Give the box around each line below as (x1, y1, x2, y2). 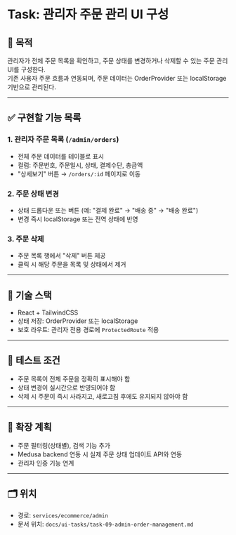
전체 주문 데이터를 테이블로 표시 (17, 152, 104, 160)
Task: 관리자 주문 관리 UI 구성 (7, 6, 169, 22)
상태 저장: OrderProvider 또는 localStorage (17, 317, 138, 325)
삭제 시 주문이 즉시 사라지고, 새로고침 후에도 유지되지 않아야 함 (17, 392, 188, 400)
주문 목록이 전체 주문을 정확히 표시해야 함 (17, 374, 131, 383)
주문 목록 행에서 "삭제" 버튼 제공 (17, 251, 106, 260)
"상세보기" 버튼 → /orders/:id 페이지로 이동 (17, 169, 141, 178)
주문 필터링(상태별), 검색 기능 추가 (17, 441, 111, 449)
